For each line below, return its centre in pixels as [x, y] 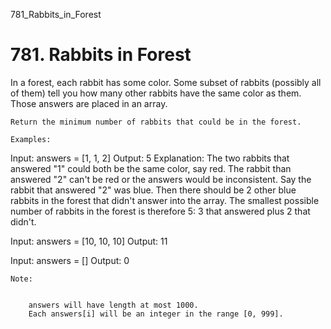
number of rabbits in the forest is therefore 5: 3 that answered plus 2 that [160, 211]
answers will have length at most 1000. [113, 305]
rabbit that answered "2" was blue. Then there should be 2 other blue [153, 190]
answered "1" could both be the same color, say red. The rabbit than [151, 168]
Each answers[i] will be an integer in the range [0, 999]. [156, 314]
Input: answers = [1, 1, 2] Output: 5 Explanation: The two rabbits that [150, 158]
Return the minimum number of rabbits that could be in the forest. [156, 122]
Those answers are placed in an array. [89, 103]
